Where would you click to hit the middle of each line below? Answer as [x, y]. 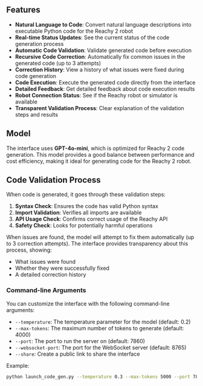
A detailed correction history [50, 275]
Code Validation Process [53, 180]
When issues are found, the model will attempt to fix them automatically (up [100, 237]
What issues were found [45, 262]
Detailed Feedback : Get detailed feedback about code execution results [105, 89]
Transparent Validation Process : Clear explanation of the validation [99, 108]
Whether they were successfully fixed [62, 268]
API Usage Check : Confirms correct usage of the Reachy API [91, 219]
